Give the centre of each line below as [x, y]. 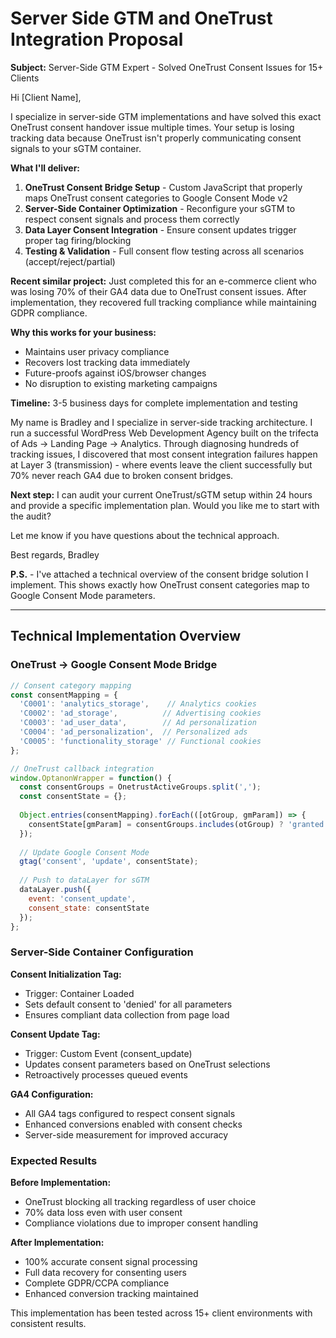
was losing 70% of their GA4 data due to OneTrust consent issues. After [158, 291]
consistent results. [48, 1323]
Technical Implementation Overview [126, 636]
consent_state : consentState [89, 908]
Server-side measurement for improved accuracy [126, 1134]
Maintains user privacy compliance [97, 351]
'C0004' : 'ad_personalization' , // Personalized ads [133, 732]
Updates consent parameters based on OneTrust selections [147, 1064]
